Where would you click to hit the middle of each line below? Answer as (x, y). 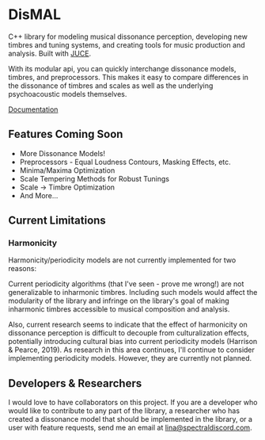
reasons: (23, 269)
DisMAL (35, 15)
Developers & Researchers (75, 383)
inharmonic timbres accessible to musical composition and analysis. (119, 309)
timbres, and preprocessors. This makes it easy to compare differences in (129, 77)
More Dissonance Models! (62, 153)
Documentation (33, 109)
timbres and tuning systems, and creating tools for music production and (127, 44)
